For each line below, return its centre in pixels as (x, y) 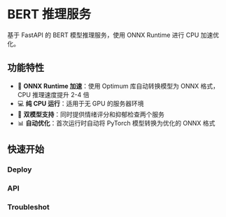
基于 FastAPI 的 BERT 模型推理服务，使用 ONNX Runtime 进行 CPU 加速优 (113, 35)
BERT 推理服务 (49, 14)
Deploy (20, 170)
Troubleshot (29, 207)
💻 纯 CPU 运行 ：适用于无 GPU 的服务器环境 (81, 103)
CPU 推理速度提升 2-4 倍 (53, 94)
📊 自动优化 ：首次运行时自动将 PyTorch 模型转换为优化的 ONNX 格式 (116, 123)
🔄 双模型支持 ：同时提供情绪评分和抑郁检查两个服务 (91, 114)
